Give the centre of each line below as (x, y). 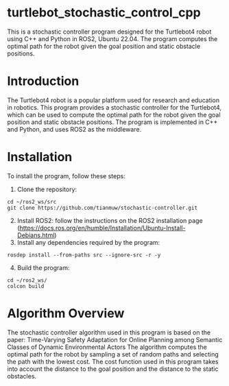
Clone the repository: (47, 189)
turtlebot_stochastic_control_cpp (104, 13)
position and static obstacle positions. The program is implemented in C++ (112, 122)
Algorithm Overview (66, 313)
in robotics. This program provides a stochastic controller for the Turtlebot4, (114, 107)
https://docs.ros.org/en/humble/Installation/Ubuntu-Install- (103, 228)
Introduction (43, 81)
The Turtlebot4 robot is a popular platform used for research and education (113, 100)
